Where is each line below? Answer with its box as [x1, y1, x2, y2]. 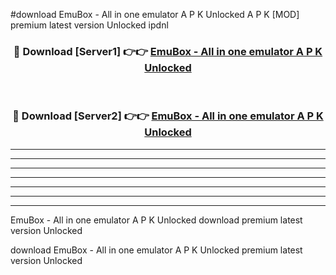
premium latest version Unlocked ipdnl [10, 19, 169, 31]
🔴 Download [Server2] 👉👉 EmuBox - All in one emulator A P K [12, 109, 324, 123]
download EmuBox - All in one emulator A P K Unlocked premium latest [10, 244, 303, 256]
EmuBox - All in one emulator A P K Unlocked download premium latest [10, 214, 303, 226]
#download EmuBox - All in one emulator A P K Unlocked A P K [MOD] [10, 9, 300, 20]
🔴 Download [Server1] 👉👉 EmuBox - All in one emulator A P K [13, 44, 323, 58]
